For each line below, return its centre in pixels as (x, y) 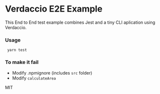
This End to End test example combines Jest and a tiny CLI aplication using (80, 22)
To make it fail (22, 63)
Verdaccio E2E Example (54, 9)
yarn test (17, 50)
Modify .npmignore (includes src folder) (52, 73)
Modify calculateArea (34, 78)
